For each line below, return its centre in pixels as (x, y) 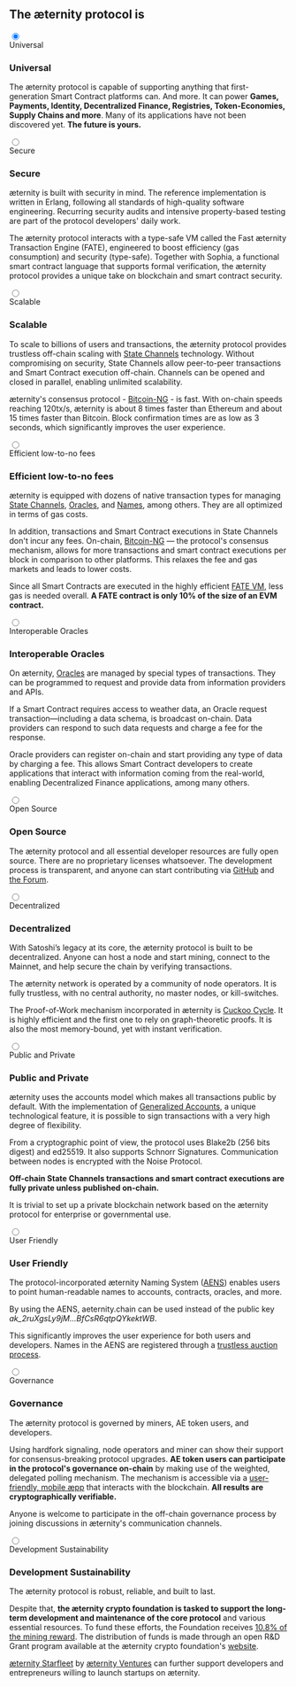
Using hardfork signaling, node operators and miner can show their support (147, 1449)
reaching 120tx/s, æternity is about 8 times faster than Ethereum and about (146, 408)
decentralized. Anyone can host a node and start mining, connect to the (140, 956)
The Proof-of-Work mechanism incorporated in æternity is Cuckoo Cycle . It (146, 1010)
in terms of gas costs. (49, 514)
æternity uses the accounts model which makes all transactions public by (143, 1097)
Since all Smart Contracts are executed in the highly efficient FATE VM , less (147, 586)
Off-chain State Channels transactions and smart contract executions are (147, 1179)
